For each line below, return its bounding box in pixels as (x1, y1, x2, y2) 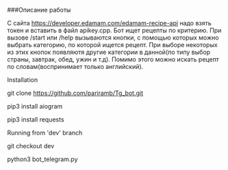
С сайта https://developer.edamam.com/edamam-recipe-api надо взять (7, 19, 212, 27)
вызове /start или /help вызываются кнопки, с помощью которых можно (7, 33, 219, 42)
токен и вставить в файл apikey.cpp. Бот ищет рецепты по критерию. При (7, 27, 222, 34)
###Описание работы (7, 6, 71, 14)
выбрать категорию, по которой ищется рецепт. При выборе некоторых (7, 41, 218, 48)
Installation (7, 76, 38, 84)
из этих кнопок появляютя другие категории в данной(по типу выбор (7, 48, 211, 56)
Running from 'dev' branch (7, 129, 83, 137)
